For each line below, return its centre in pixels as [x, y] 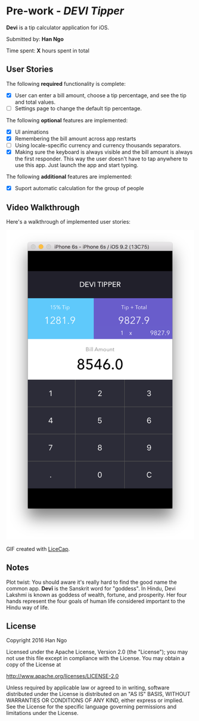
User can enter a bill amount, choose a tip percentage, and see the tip [100, 95]
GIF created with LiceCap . [38, 549]
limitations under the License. [42, 713]
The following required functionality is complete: [66, 83]
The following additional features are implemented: [69, 177]
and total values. [35, 102]
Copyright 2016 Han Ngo [37, 640]
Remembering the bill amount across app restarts [75, 138]
